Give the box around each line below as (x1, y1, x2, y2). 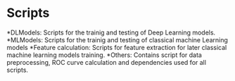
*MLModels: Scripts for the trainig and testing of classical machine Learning (6, 35, 228, 44)
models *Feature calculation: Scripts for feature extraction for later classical (6, 43, 227, 51)
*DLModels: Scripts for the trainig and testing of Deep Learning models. (6, 28, 216, 37)
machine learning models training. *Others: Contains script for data (6, 51, 202, 59)
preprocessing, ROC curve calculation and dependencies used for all (6, 58, 207, 66)
